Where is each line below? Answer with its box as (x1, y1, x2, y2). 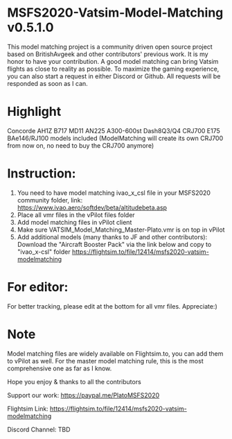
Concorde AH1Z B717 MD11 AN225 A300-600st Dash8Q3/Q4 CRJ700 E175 (7, 126, 220, 135)
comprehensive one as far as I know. (7, 364, 112, 372)
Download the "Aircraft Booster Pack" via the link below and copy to (17, 240, 212, 248)
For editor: (7, 279, 69, 295)
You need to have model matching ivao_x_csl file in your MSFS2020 (17, 189, 211, 197)
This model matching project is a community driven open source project (7, 42, 213, 51)
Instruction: (7, 166, 76, 182)
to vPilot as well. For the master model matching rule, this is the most (7, 356, 204, 365)
